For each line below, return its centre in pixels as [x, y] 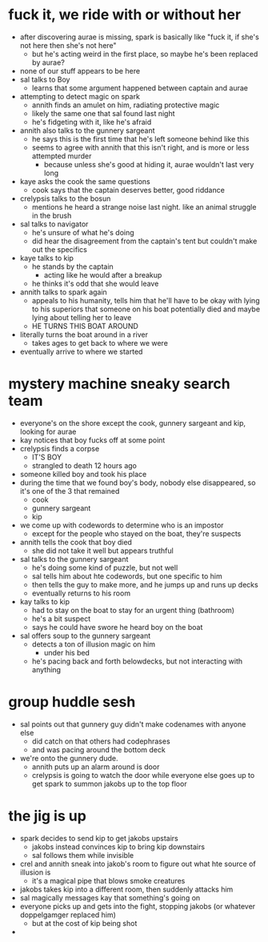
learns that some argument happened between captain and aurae [140, 88]
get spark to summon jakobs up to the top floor [109, 784]
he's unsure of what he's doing [83, 232]
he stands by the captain [72, 267]
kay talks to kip [45, 601]
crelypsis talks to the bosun [65, 198]
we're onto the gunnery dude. [69, 758]
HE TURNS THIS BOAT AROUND [85, 326]
